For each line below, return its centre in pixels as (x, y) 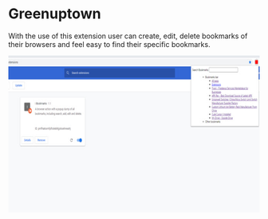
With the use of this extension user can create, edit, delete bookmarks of (128, 36)
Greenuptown (55, 14)
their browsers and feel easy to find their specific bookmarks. (109, 44)
